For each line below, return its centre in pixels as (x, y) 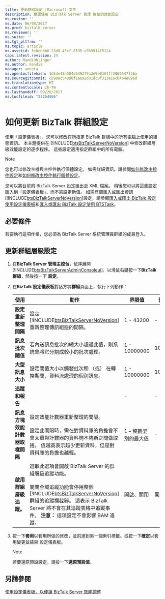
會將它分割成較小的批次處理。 (69, 352)
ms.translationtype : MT (29, 83)
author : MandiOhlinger (28, 60)
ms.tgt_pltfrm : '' (24, 42)
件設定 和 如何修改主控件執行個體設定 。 (44, 176)
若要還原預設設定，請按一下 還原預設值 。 (53, 562)
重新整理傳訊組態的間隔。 (59, 327)
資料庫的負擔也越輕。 (54, 452)
